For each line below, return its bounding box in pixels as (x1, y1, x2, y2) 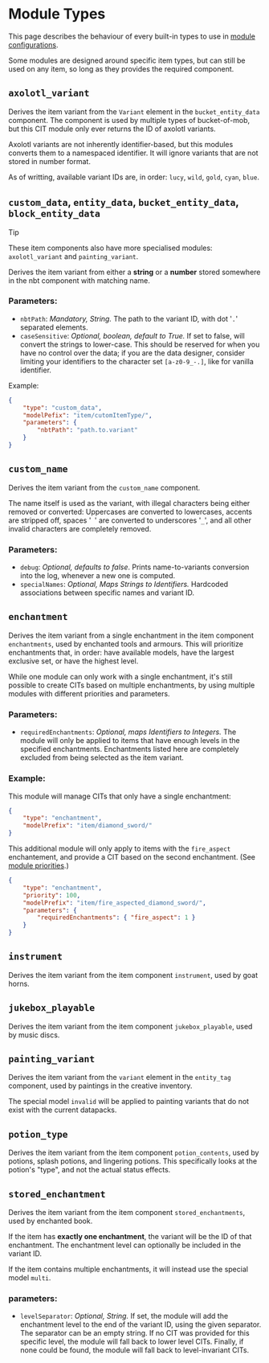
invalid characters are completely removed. (8, 523, 152, 533)
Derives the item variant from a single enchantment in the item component (8, 630, 255, 640)
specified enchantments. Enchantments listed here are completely (19, 745, 239, 754)
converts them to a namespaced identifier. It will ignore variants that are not (8, 148, 259, 158)
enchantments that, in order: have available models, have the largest (8, 647, 234, 657)
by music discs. (8, 1030, 60, 1040)
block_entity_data (8, 208, 100, 220)
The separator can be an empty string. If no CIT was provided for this (19, 1328, 251, 1338)
